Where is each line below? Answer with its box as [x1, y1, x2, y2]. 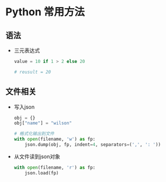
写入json [13, 103, 35, 110]
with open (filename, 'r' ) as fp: [13, 164, 96, 170]
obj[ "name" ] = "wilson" [13, 120, 72, 126]
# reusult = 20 [13, 69, 51, 75]
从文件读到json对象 [13, 153, 61, 160]
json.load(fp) [25, 170, 59, 176]
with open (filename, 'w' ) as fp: [13, 136, 96, 142]
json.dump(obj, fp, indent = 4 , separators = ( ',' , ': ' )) [25, 142, 161, 148]
